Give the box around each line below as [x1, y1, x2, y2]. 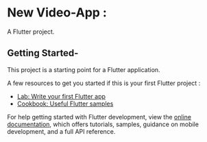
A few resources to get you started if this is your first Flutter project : [7, 79, 201, 87]
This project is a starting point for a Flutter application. [7, 65, 160, 73]
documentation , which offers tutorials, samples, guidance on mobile [7, 120, 199, 128]
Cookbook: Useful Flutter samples [16, 99, 114, 108]
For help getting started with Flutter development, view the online [7, 113, 192, 121]
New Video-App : [7, 5, 108, 21]
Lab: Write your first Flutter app [16, 92, 106, 100]
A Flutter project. [7, 27, 55, 36]
